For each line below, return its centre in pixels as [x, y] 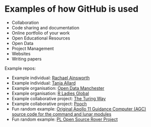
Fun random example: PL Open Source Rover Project [65, 119]
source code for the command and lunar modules [62, 114]
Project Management [33, 48]
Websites [21, 53]
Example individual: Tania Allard [44, 83]
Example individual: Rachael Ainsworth [51, 78]
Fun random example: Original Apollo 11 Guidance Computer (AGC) [79, 109]
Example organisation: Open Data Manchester [58, 88]
